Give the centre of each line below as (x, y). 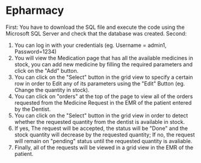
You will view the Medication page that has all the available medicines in (104, 58)
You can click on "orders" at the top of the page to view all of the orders (104, 96)
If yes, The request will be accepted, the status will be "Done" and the (101, 128)
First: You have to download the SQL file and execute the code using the (95, 27)
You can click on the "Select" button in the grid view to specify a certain (104, 77)
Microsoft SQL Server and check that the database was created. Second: (96, 33)
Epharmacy (35, 11)
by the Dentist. (32, 109)
